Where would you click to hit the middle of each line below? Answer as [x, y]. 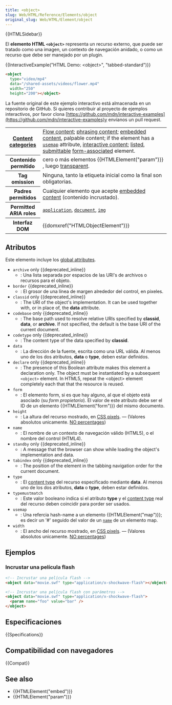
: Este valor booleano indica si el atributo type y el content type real [92, 498]
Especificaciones [34, 622]
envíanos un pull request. [135, 119]
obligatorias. [58, 182]
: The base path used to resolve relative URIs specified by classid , [90, 319]
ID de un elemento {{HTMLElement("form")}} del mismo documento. [92, 406]
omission [23, 182]
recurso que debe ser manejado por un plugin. [54, 55]
